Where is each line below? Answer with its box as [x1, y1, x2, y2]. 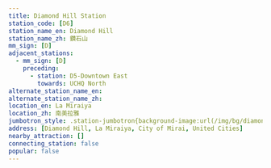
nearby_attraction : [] [8, 132, 85, 140]
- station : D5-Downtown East [29, 72, 128, 80]
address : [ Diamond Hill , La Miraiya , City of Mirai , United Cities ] [8, 124, 244, 132]
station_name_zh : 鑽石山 [8, 34, 89, 43]
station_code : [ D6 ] [8, 19, 74, 27]
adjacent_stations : [8, 49, 74, 57]
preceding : [23, 65, 60, 73]
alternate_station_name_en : [8, 86, 103, 95]
